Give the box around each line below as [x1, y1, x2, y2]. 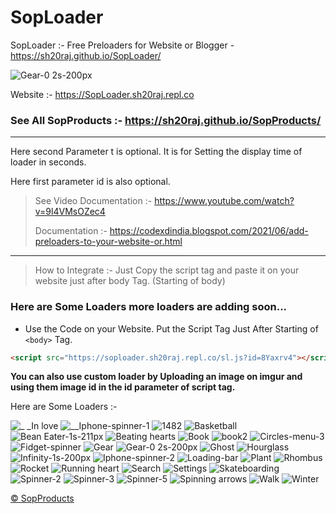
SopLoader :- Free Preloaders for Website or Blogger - [10, 39, 235, 51]
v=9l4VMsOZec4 [34, 206, 106, 218]
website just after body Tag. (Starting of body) [34, 275, 226, 287]
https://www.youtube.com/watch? [154, 195, 295, 207]
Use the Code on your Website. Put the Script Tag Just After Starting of [24, 322, 319, 335]
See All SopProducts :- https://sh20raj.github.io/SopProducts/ [10, 113, 322, 127]
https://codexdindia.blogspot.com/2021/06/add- [109, 225, 309, 237]
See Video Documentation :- [34, 195, 153, 207]
